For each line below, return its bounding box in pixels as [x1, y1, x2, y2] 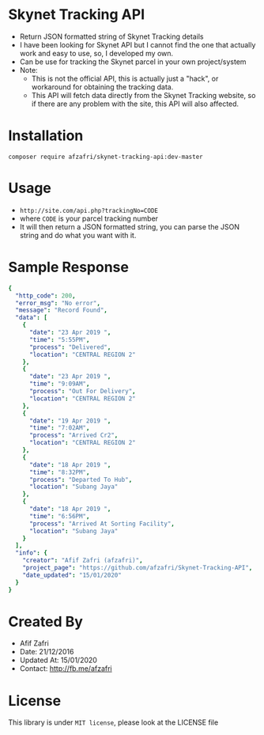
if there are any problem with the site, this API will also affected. [31, 99, 239, 108]
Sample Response [8, 259, 129, 276]
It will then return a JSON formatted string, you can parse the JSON [19, 222, 239, 231]
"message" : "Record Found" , [15, 306, 108, 314]
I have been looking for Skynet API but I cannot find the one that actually [19, 40, 256, 49]
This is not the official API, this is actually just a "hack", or [31, 74, 219, 83]
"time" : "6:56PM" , [28, 512, 90, 520]
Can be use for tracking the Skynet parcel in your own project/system [19, 57, 247, 66]
